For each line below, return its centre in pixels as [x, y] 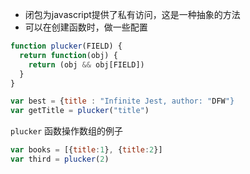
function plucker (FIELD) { [66, 46]
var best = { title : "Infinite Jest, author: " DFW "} [122, 101]
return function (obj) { [68, 55]
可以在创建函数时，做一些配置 [86, 27]
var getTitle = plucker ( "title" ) [80, 111]
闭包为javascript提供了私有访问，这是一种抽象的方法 [132, 14]
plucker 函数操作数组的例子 [67, 131]
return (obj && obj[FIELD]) [86, 64]
